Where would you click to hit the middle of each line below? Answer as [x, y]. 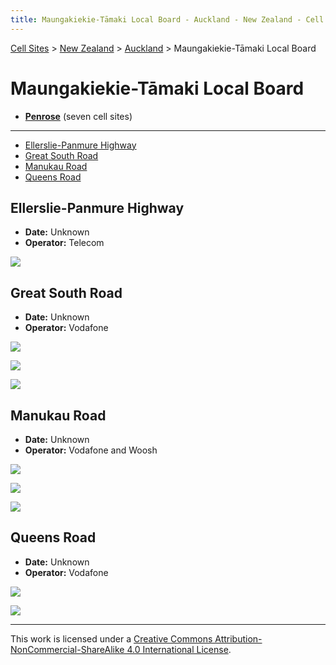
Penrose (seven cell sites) [78, 116]
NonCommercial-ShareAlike [67, 649]
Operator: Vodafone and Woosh [91, 450]
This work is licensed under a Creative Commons [111, 638]
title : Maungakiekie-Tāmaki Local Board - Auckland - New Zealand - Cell [167, 19]
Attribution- [238, 638]
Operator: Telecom [64, 243]
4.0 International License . [179, 649]
